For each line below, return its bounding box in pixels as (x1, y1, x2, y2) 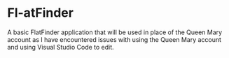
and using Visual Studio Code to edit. (7, 43, 114, 51)
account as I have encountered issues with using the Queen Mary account (7, 35, 222, 43)
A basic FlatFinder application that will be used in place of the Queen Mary (7, 28, 223, 36)
